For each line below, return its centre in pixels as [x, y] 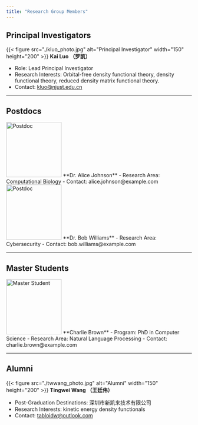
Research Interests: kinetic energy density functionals [80, 409]
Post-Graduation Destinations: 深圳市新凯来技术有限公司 [83, 402]
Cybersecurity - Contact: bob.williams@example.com [71, 244]
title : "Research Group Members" [47, 11]
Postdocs [24, 111]
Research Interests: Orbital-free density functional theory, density [95, 75]
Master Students [37, 268]
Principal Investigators [49, 36]
